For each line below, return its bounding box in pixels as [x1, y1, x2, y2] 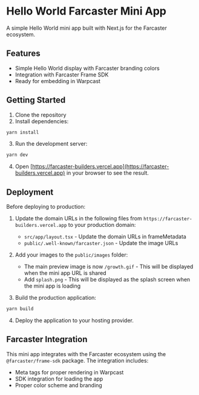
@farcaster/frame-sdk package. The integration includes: [6, 357, 149, 364]
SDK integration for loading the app [15, 375, 103, 382]
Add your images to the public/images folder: [15, 251, 128, 258]
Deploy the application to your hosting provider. [15, 317, 134, 324]
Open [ [15, 163, 33, 170]
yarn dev [6, 152, 28, 158]
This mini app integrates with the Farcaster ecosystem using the [6, 350, 166, 357]
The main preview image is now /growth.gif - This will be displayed [24, 263, 194, 271]
